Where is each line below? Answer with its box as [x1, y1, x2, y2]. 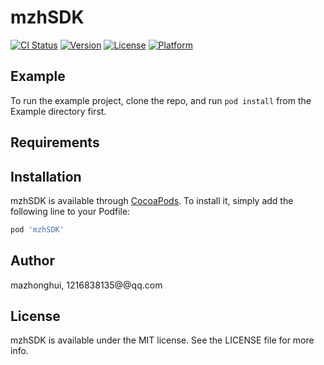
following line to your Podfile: [10, 205, 131, 217]
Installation [10, 168, 82, 185]
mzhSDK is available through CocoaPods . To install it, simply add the [10, 194, 294, 206]
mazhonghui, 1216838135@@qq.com [10, 279, 163, 291]
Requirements [10, 134, 100, 151]
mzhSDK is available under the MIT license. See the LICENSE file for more [10, 334, 315, 346]
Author [10, 252, 55, 270]
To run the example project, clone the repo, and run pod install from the [10, 94, 312, 106]
